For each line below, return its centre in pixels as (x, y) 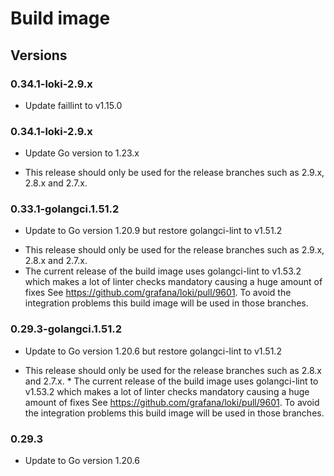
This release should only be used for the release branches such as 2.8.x (173, 370)
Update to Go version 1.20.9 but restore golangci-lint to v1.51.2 (153, 231)
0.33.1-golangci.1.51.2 (65, 209)
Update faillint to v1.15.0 (73, 105)
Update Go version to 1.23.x (82, 153)
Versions (39, 55)
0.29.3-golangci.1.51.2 (66, 329)
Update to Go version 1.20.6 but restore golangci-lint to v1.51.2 (153, 351)
